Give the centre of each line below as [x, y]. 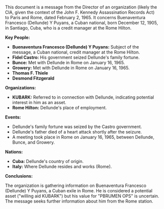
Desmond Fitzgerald [33, 78]
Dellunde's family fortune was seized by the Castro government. [77, 127]
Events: [13, 117]
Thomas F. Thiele [30, 73]
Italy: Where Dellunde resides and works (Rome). [62, 167]
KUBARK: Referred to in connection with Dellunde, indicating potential [83, 97]
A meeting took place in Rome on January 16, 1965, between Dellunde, [83, 137]
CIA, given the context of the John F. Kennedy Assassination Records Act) [80, 12]
